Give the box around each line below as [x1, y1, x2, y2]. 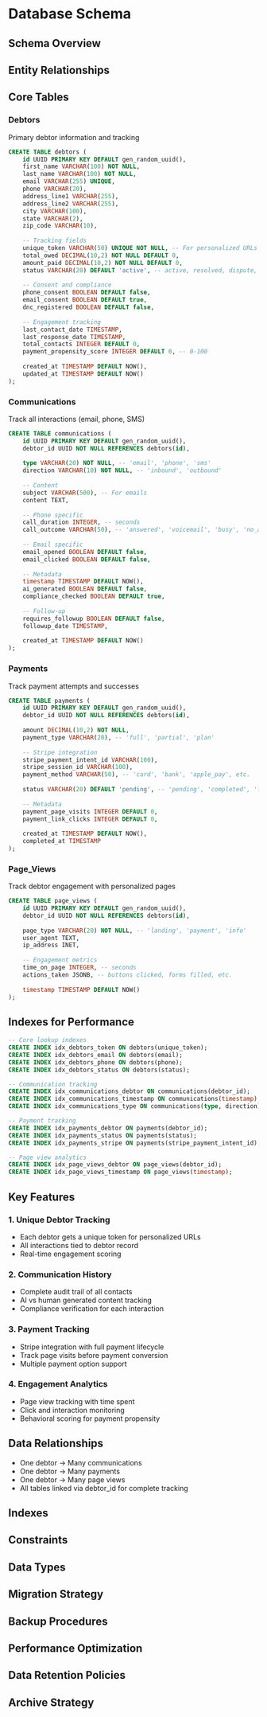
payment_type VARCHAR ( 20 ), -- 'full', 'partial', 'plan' [22, 733, 215, 741]
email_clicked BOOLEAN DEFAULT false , [22, 555, 151, 564]
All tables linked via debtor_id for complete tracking [19, 1483, 188, 1493]
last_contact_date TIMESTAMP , [22, 326, 123, 334]
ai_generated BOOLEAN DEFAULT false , [22, 585, 148, 593]
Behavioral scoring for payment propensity [19, 1414, 161, 1423]
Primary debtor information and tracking [8, 132, 140, 142]
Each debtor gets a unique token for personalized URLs [19, 1231, 201, 1242]
